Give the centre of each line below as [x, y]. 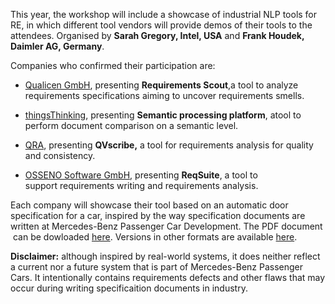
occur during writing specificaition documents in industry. [129, 288]
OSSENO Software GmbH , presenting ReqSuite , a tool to [141, 175]
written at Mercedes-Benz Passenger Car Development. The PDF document [166, 226]
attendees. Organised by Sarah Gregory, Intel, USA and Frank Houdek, [157, 35]
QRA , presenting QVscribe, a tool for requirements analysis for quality [169, 145]
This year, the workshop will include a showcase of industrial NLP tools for [164, 14]
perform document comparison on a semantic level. [131, 125]
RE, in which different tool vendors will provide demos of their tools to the [161, 25]
